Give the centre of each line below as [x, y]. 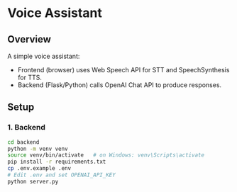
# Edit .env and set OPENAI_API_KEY [61, 175]
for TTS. [30, 77]
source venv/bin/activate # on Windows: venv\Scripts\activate [106, 155]
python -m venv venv [38, 149]
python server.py [33, 181]
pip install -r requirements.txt [57, 162]
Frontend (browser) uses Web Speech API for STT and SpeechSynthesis [123, 70]
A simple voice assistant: [44, 56]
